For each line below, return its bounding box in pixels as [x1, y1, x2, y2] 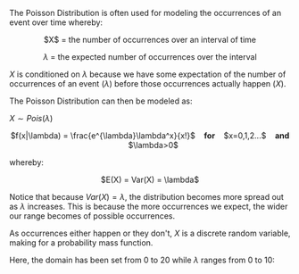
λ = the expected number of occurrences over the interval [43, 52, 257, 62]
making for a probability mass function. [9, 237, 154, 248]
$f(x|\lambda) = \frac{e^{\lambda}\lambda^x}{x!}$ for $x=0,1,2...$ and [10, 130, 290, 141]
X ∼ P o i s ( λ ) [9, 113, 54, 123]
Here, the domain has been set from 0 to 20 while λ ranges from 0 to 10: [9, 254, 275, 265]
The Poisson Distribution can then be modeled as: [9, 95, 193, 106]
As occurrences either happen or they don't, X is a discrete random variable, [9, 228, 291, 238]
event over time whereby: [9, 17, 104, 28]
